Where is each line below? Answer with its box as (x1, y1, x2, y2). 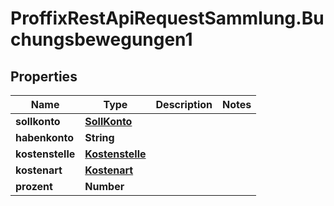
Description (155, 98, 213, 111)
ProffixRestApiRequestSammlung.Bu (10, 7, 325, 30)
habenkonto (15, 131, 75, 144)
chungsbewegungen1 (10, 28, 193, 51)
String (84, 131, 115, 144)
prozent (15, 180, 53, 193)
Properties (10, 68, 78, 85)
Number (84, 180, 125, 193)
